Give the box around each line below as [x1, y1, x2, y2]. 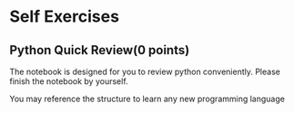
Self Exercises [9, 6, 120, 27]
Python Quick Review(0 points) [9, 42, 190, 58]
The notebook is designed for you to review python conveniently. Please [9, 66, 280, 77]
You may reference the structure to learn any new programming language [9, 93, 285, 104]
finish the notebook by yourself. [9, 76, 129, 87]
